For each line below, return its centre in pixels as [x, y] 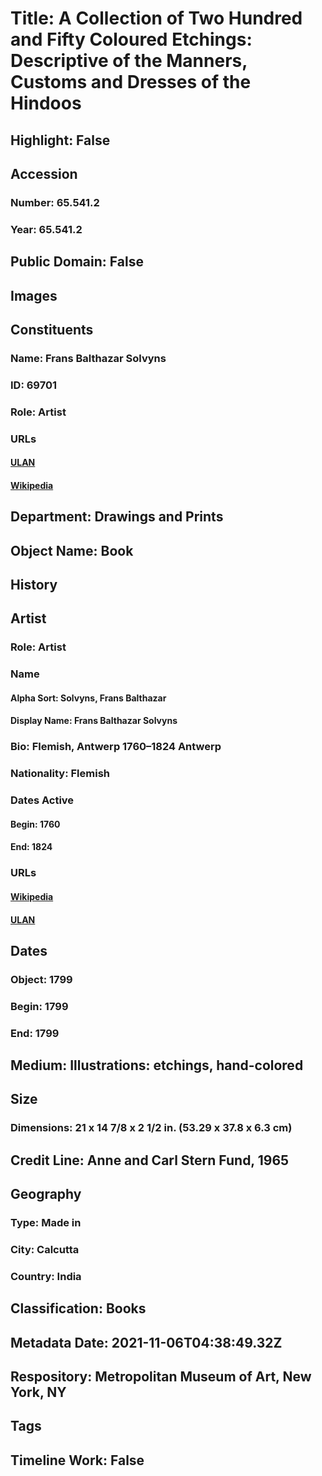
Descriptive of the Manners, [129, 61]
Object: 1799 [41, 979]
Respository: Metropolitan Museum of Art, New [161, 1377]
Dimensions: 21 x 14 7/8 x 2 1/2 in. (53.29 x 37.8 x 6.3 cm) [151, 1128]
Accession [44, 173]
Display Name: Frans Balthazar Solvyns [94, 721]
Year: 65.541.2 [46, 229]
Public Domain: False [77, 262]
